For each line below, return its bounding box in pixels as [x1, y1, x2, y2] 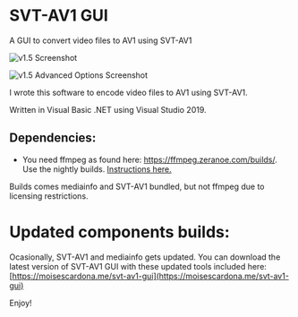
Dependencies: [9, 131, 97, 146]
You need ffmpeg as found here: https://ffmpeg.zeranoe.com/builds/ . [21, 154, 277, 165]
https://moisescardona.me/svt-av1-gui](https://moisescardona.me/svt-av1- [12, 270, 289, 281]
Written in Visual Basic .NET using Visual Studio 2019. [9, 104, 208, 115]
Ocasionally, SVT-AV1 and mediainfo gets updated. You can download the [9, 252, 281, 262]
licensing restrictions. [9, 190, 89, 201]
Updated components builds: [9, 221, 230, 242]
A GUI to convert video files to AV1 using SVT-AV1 [9, 35, 192, 46]
